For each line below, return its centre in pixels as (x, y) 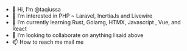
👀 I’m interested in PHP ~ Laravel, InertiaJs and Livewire (82, 16)
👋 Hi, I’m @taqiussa (36, 9)
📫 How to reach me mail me (48, 42)
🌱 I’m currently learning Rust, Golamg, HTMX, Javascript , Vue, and (96, 22)
